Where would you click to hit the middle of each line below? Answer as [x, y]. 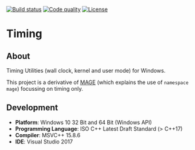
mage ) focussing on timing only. [45, 89]
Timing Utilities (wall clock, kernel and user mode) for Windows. [86, 70]
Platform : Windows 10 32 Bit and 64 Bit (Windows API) [84, 122]
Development [32, 108]
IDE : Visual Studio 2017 [44, 142]
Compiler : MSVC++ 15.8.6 [48, 135]
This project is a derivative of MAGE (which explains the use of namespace [97, 82]
